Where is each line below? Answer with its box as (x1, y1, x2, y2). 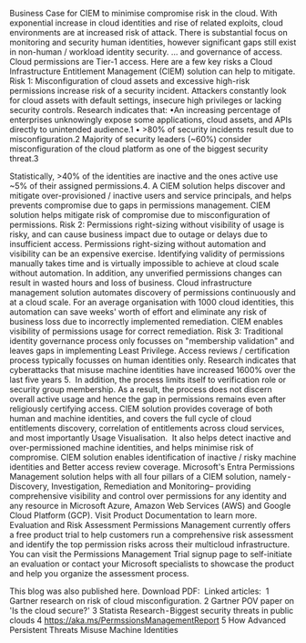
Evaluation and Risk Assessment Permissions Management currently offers (9, 520, 291, 530)
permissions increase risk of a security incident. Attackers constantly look (9, 86, 287, 96)
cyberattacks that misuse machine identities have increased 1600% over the (9, 365, 296, 375)
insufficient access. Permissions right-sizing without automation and (9, 239, 267, 249)
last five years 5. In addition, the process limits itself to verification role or (9, 374, 287, 385)
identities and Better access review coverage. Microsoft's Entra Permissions (9, 462, 295, 472)
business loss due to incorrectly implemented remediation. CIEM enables (9, 316, 284, 327)
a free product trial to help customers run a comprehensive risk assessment (9, 529, 294, 540)
